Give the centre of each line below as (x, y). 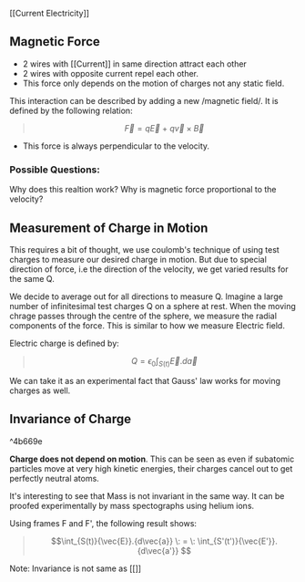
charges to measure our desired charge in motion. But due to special (138, 259)
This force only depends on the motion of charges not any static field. (153, 83)
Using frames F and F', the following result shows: (103, 523)
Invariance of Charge (71, 419)
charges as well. (40, 390)
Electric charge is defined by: (65, 343)
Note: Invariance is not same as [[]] (76, 568)
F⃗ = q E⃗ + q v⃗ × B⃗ (164, 128)
